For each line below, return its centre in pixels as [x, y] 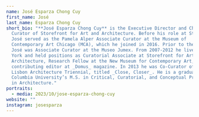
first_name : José [28, 17]
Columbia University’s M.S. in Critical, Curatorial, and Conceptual [99, 77]
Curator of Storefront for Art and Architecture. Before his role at [99, 34]
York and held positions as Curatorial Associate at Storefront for [98, 56]
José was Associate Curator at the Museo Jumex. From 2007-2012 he [97, 50]
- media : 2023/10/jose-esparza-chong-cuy [63, 94]
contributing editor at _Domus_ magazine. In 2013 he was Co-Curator [99, 66]
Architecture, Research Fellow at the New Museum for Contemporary [97, 61]
